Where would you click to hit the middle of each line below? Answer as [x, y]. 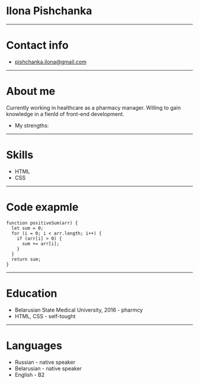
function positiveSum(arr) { [42, 223]
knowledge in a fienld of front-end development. [65, 114]
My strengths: [32, 125]
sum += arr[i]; [41, 244]
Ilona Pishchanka [49, 11]
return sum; [26, 259]
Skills [20, 155]
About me [31, 92]
